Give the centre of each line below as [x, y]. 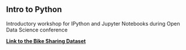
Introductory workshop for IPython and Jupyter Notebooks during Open [93, 23]
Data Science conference [37, 30]
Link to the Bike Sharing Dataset [46, 41]
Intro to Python [34, 10]
